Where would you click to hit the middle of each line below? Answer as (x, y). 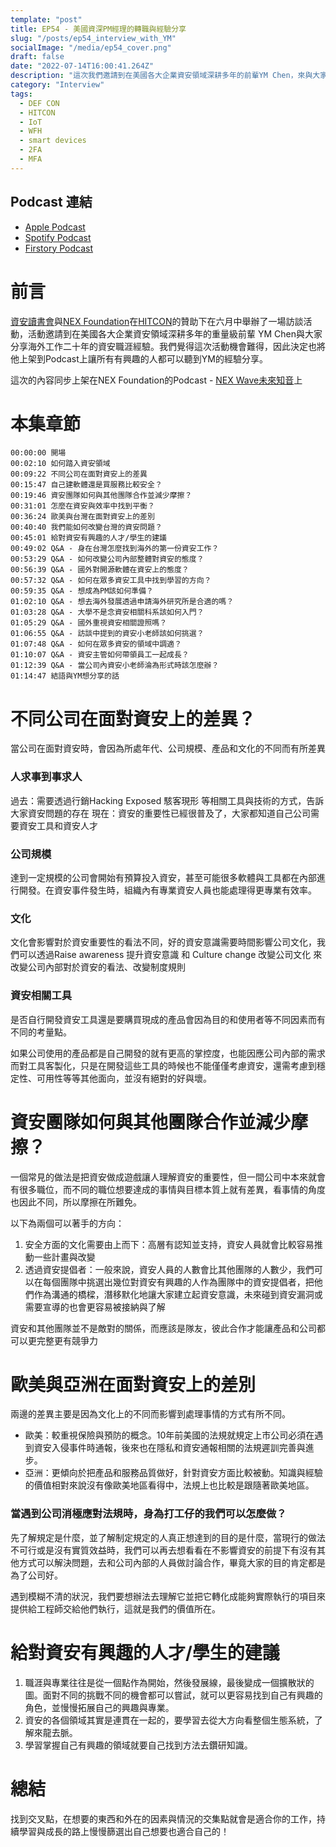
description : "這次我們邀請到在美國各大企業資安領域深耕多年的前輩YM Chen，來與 (161, 76)
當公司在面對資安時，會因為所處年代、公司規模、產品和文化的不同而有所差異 (168, 748)
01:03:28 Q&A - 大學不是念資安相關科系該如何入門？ (107, 612)
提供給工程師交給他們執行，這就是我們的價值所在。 (115, 1608)
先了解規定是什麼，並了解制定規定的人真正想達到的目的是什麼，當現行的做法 (168, 1537)
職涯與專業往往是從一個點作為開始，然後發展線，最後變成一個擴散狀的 (169, 1682)
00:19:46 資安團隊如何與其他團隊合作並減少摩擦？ (101, 496)
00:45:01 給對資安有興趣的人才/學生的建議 (88, 538)
